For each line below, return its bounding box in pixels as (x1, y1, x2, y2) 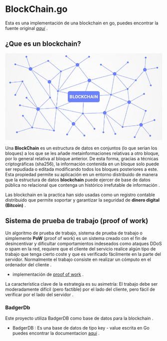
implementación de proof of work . (12, 271, 84, 277)
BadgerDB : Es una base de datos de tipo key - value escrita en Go (12, 325, 150, 331)
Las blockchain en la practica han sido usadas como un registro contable (5, 192, 156, 198)
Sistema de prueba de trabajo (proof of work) (5, 217, 149, 225)
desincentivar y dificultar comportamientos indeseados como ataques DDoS (5, 240, 162, 246)
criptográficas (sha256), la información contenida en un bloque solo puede (5, 161, 160, 167)
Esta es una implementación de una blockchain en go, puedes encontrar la (5, 20, 159, 26)
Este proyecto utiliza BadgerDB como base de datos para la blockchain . (5, 315, 154, 322)
